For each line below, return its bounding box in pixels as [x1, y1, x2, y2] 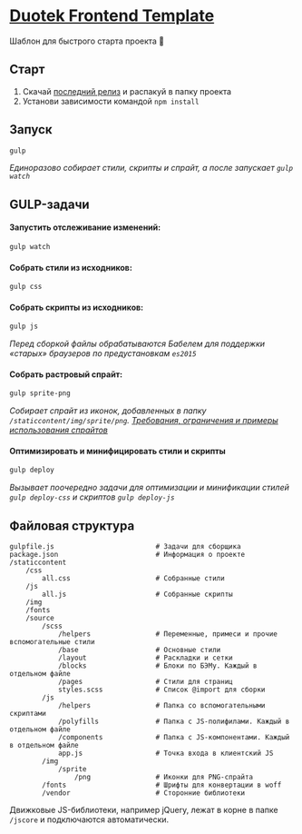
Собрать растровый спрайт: [9, 369, 123, 380]
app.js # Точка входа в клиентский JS [57, 749, 274, 759]
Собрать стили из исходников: [9, 262, 133, 273]
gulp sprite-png [9, 389, 71, 398]
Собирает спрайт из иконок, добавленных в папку [9, 405, 207, 416]
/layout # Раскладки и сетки [57, 653, 233, 663]
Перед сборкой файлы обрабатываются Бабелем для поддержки [9, 338, 266, 350]
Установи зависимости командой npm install [22, 95, 200, 106]
